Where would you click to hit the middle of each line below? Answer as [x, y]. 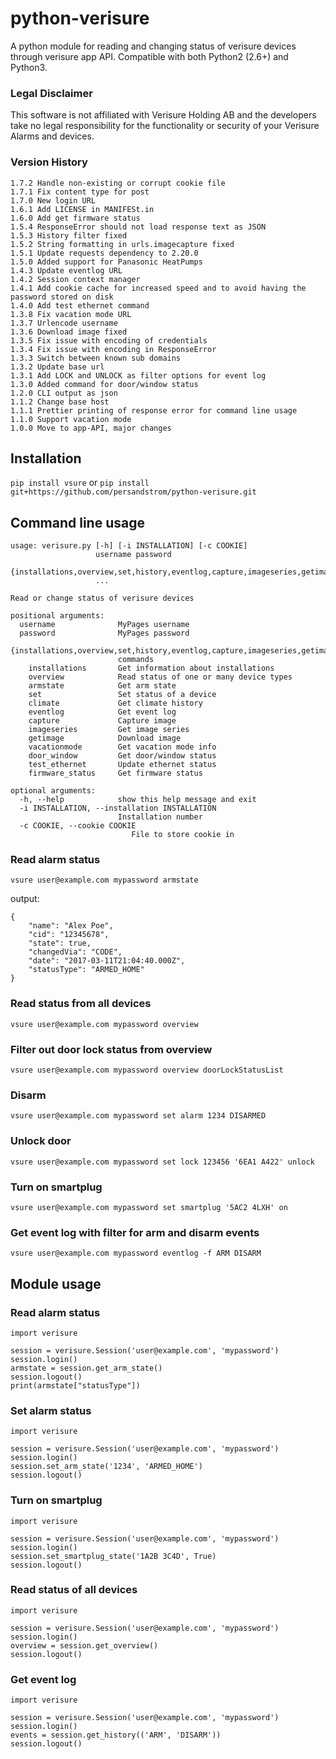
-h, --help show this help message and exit [138, 800]
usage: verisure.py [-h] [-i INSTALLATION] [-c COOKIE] [129, 546]
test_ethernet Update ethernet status [122, 765]
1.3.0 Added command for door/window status [104, 384]
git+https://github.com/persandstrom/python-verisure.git [133, 492]
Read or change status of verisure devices [102, 598]
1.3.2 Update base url [57, 367]
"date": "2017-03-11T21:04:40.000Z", [107, 961]
